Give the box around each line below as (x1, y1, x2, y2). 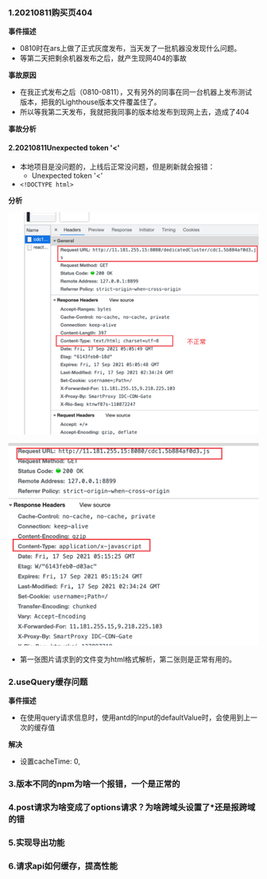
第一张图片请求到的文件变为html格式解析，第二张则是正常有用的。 (19, 654, 237, 664)
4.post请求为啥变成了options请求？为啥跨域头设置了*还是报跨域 (8, 802, 256, 813)
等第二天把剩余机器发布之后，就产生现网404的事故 (19, 53, 187, 63)
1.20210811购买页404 (8, 6, 93, 18)
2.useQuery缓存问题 (8, 676, 88, 687)
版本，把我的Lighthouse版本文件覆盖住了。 (19, 97, 161, 107)
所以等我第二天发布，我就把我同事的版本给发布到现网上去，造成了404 (19, 107, 250, 117)
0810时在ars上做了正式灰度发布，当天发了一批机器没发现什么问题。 (19, 44, 242, 53)
